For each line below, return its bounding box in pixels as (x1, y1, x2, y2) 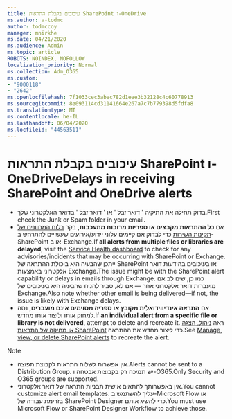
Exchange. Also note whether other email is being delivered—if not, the (17, 289, 219, 298)
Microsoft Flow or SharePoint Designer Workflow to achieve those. (17, 404, 208, 413)
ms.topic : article (7, 49, 60, 56)
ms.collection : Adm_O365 (7, 68, 79, 75)
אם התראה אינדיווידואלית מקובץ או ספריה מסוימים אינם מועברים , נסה (17, 304, 210, 312)
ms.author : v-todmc (7, 17, 64, 24)
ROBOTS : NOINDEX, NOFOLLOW (7, 55, 85, 62)
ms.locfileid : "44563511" (7, 126, 82, 133)
